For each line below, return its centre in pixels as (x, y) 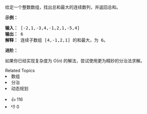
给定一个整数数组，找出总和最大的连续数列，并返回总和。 (63, 7)
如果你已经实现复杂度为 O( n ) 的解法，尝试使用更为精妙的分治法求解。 (75, 61)
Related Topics (20, 70)
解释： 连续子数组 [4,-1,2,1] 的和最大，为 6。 (57, 40)
